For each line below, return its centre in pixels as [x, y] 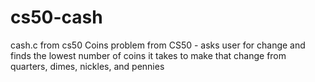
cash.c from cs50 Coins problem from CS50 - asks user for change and [158, 45]
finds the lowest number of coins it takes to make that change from [148, 55]
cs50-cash [56, 17]
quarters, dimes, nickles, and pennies [87, 66]
